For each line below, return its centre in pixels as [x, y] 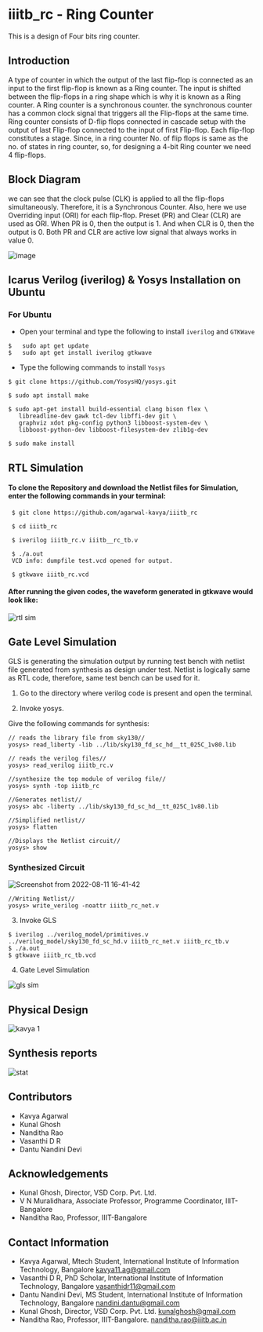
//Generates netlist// [45, 799]
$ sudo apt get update [49, 346]
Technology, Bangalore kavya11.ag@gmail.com [95, 1270]
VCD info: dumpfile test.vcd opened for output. [92, 560]
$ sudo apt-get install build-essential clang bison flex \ [108, 410]
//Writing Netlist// [42, 899]
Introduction [39, 61]
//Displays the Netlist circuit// [65, 841]
